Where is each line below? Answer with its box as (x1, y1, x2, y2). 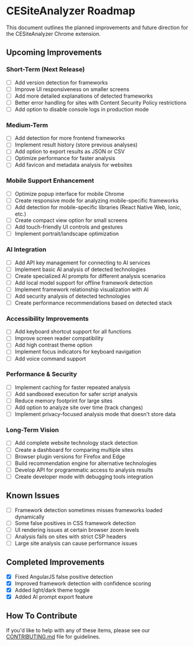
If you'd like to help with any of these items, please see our (6, 626, 150, 633)
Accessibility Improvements (6, 314, 89, 323)
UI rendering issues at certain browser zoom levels (14, 526, 139, 533)
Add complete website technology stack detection (14, 439, 138, 447)
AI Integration (6, 245, 46, 254)
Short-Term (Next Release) (6, 65, 85, 74)
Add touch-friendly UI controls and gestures (14, 223, 123, 230)
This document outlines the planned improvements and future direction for (6, 24, 189, 31)
